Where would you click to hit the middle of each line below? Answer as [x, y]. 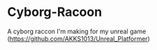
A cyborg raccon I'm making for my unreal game [77, 31]
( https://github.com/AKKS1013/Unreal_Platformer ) [78, 38]
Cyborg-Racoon [55, 12]
